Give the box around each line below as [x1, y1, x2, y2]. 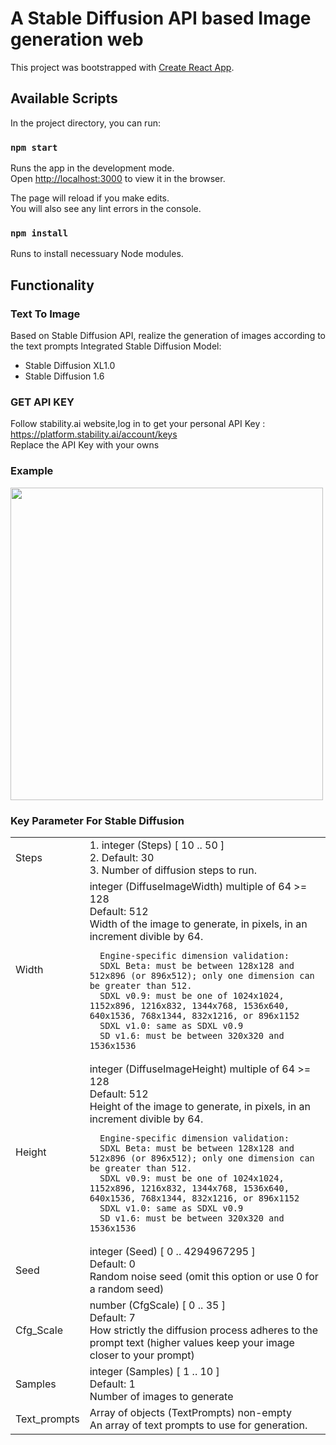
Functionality [10, 277, 95, 294]
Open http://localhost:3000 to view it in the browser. [10, 173, 226, 185]
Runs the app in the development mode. [10, 162, 175, 174]
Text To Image [10, 307, 81, 321]
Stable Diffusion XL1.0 [24, 360, 116, 372]
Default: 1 [89, 1377, 136, 1391]
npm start [10, 142, 58, 153]
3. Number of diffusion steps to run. [89, 863, 258, 877]
